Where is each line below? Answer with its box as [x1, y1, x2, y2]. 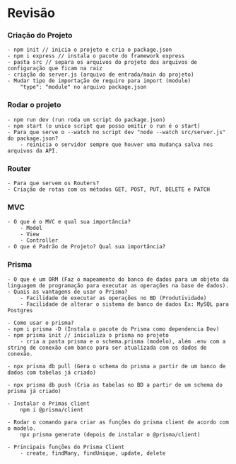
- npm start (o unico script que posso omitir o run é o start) [7, 122, 201, 129]
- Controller [20, 237, 59, 244]
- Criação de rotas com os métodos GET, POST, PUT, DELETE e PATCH [7, 186, 211, 193]
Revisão [7, 5, 55, 21]
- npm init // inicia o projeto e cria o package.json [7, 46, 172, 54]
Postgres [7, 306, 33, 314]
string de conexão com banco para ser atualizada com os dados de [7, 344, 207, 351]
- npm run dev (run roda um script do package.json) [7, 116, 166, 123]
